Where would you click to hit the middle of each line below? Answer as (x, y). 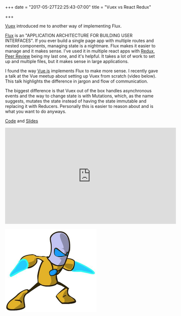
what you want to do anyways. (36, 111)
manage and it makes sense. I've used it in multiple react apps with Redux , (80, 51)
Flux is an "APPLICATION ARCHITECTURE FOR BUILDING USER (69, 35)
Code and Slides (21, 121)
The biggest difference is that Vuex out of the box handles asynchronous (79, 91)
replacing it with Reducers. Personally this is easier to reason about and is (79, 106)
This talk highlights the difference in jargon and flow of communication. (77, 81)
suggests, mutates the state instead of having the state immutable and (76, 101)
